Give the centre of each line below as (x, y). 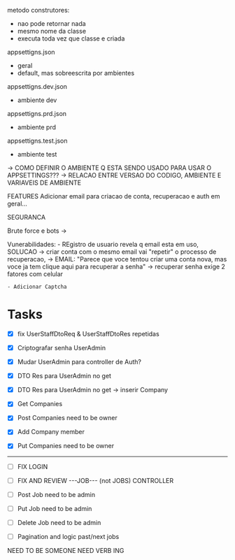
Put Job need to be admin (55, 508)
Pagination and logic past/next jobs (68, 536)
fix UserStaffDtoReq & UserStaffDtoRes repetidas (88, 333)
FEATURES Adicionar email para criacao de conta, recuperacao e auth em (114, 196)
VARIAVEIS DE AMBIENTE (44, 182)
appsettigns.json (31, 52)
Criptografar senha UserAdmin (62, 348)
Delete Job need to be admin (59, 522)
